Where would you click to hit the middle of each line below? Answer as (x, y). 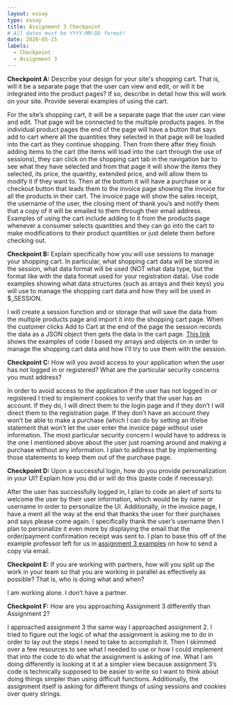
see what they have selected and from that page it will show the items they (114, 166)
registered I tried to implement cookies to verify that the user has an (104, 398)
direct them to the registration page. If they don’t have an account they (109, 412)
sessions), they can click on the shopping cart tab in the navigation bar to (112, 159)
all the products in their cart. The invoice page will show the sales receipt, (113, 196)
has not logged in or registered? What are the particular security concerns (113, 369)
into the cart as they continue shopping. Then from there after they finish (112, 144)
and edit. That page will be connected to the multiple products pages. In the (116, 122)
